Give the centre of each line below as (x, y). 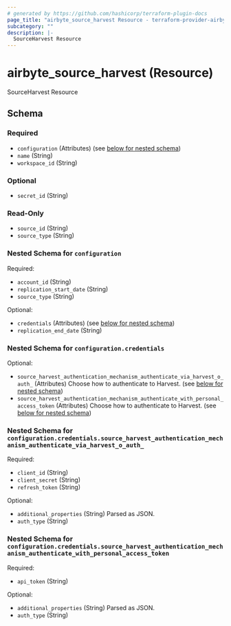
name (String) (35, 155)
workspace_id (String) (47, 163)
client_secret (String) (49, 480)
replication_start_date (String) (63, 289)
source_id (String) (43, 228)
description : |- (30, 33)
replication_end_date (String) (59, 330)
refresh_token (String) (49, 487)
